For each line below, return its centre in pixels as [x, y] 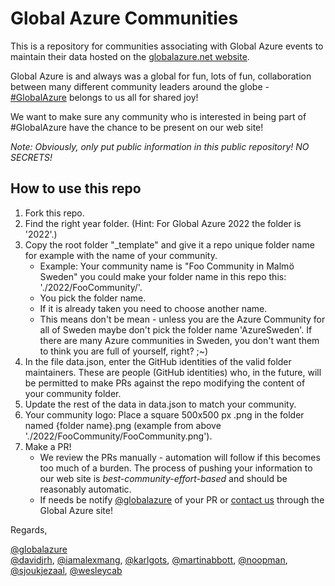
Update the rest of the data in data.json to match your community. [160, 404]
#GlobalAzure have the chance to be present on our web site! [137, 127]
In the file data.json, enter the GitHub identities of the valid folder [158, 361]
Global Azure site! [76, 510]
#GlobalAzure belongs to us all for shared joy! [104, 97]
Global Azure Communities [124, 18]
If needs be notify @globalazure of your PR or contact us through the [182, 499]
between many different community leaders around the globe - [140, 86]
